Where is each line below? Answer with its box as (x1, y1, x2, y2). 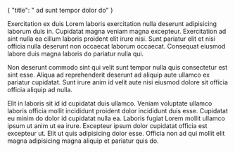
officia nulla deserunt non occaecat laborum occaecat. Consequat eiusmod (7, 42, 226, 50)
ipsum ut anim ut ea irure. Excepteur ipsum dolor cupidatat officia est (7, 122, 208, 129)
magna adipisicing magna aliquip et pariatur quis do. (7, 137, 160, 145)
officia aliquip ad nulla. (7, 86, 72, 94)
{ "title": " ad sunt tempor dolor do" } (7, 6, 114, 14)
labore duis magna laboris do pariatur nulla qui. (7, 49, 144, 58)
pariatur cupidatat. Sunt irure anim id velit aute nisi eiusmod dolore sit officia (7, 78, 229, 87)
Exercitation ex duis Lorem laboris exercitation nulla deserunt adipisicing (7, 20, 217, 27)
